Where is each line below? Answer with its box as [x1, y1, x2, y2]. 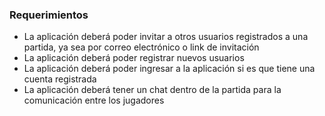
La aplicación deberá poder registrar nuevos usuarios [23, 52, 245, 64]
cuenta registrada [23, 73, 97, 85]
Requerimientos [9, 8, 89, 22]
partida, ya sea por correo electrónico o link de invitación [23, 41, 260, 53]
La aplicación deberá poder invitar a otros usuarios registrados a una [23, 31, 309, 43]
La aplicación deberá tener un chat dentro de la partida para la [23, 84, 282, 96]
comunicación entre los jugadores [23, 94, 165, 107]
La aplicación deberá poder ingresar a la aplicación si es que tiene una [23, 63, 316, 75]
